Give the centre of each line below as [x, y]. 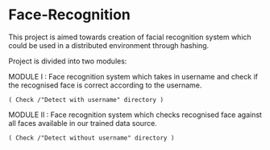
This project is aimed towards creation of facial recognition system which [130, 37]
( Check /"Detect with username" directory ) [86, 99]
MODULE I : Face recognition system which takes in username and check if [133, 76]
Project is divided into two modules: [68, 61]
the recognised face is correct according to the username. [105, 85]
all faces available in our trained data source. [83, 123]
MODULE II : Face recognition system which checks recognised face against [135, 115]
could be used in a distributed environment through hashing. [109, 45]
